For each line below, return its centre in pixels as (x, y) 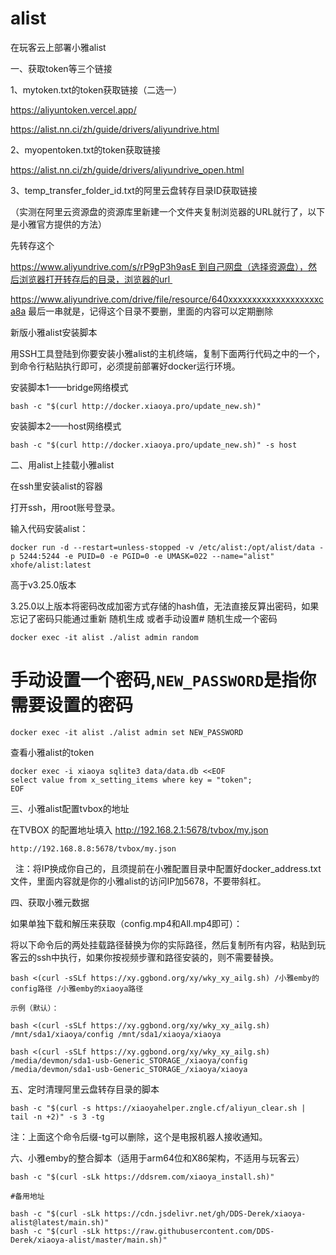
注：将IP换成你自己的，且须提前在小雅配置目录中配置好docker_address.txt (168, 868)
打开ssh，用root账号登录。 (65, 507)
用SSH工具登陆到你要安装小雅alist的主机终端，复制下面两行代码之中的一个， (167, 353)
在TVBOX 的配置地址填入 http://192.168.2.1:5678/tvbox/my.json (139, 829)
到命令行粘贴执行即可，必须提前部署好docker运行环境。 (125, 366)
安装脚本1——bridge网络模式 (69, 387)
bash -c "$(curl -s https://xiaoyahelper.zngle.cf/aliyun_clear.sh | (158, 1108)
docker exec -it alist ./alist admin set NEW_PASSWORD (127, 732)
